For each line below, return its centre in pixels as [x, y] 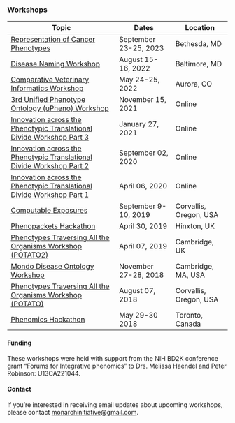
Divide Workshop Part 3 [50, 138]
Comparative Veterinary [50, 80]
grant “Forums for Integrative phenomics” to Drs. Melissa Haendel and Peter [117, 366]
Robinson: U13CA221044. [44, 373]
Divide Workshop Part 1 [50, 195]
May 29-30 [138, 316]
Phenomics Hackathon [48, 320]
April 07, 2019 [143, 246]
